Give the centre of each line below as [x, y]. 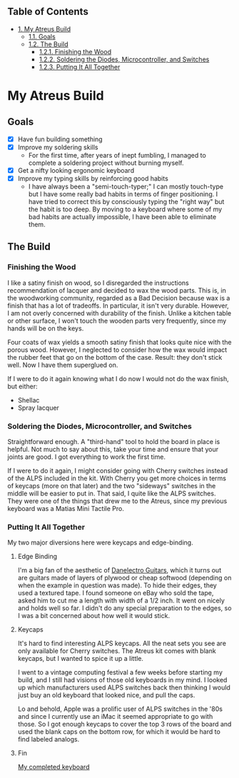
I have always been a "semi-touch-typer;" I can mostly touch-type [126, 187]
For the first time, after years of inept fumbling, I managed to [117, 155]
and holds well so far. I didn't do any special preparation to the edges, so [124, 608]
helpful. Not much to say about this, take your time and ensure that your [113, 450]
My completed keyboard [54, 767]
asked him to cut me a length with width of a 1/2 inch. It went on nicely [121, 601]
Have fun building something [60, 139]
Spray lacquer [38, 408]
